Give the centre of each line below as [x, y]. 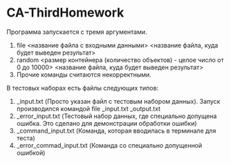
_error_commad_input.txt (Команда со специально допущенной [109, 145]
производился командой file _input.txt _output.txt [88, 108]
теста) [26, 138]
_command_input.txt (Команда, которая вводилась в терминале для [116, 131]
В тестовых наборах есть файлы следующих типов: [83, 88]
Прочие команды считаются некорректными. [84, 75]
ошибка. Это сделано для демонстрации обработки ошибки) [107, 123]
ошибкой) [31, 153]
